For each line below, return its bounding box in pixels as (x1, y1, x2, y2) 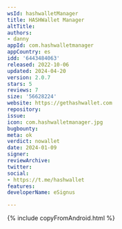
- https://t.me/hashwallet (7, 176, 85, 183)
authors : (7, 29, 32, 36)
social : (7, 170, 30, 177)
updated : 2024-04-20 (7, 67, 67, 74)
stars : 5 (7, 80, 32, 87)
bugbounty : (7, 125, 39, 132)
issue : (7, 112, 26, 119)
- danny (7, 36, 30, 43)
